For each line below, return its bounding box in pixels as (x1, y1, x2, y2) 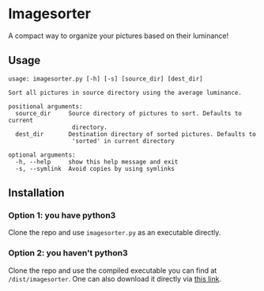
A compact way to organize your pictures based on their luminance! (8, 31, 229, 40)
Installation (8, 187, 65, 200)
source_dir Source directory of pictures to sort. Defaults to (15, 109, 243, 117)
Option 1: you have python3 (8, 210, 116, 221)
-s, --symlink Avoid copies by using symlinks (15, 164, 175, 172)
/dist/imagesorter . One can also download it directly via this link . (8, 274, 221, 283)
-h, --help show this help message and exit (15, 157, 179, 166)
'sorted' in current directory (71, 137, 175, 145)
